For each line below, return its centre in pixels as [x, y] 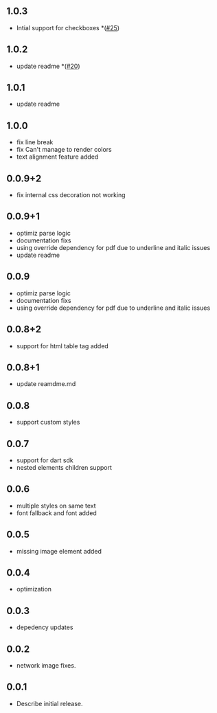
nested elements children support [64, 467]
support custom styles [48, 422]
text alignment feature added [57, 157]
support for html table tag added [62, 346]
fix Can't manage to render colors [64, 150]
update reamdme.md [46, 384]
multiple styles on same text [56, 506]
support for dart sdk [45, 460]
